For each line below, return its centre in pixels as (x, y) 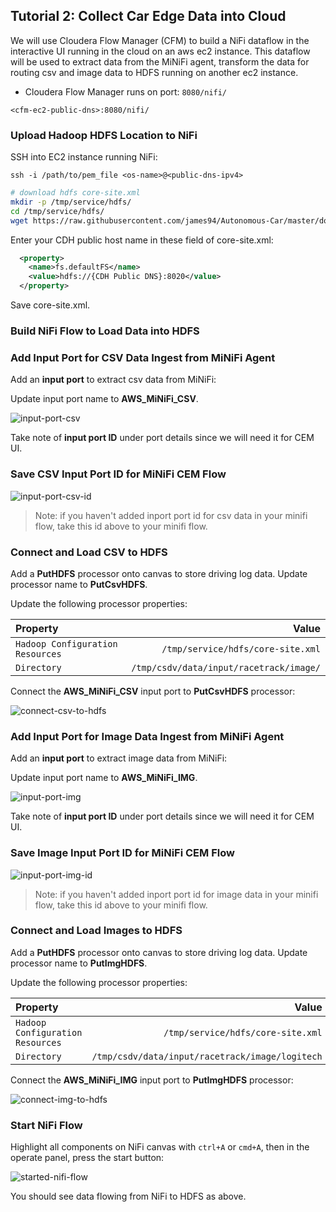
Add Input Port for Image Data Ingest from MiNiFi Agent (147, 736)
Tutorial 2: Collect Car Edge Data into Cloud (148, 16)
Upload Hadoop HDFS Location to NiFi (104, 135)
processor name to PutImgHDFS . (79, 963)
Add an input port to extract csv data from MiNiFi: (113, 380)
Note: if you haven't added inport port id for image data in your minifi (176, 894)
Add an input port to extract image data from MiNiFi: (119, 758)
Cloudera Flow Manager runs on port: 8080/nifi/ (126, 91)
